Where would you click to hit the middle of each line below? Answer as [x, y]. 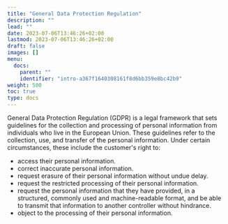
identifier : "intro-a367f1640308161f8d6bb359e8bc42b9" [101, 79]
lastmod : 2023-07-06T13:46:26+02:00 [60, 40]
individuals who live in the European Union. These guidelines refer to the [111, 133]
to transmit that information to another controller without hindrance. [114, 206]
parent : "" [36, 72]
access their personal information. [67, 161]
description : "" [31, 20]
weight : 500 [24, 85]
